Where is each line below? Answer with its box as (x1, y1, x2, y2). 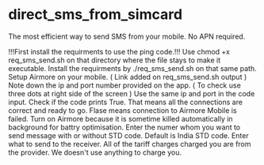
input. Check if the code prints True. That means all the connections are (8, 97, 243, 107)
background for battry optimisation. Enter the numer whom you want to (8, 122, 240, 132)
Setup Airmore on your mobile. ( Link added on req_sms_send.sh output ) (8, 72, 247, 81)
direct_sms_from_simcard (8, 6, 183, 24)
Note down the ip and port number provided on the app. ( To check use (8, 81, 242, 90)
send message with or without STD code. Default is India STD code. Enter (8, 130, 249, 140)
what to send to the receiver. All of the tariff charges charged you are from (8, 139, 251, 148)
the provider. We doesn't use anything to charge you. (8, 148, 182, 157)
